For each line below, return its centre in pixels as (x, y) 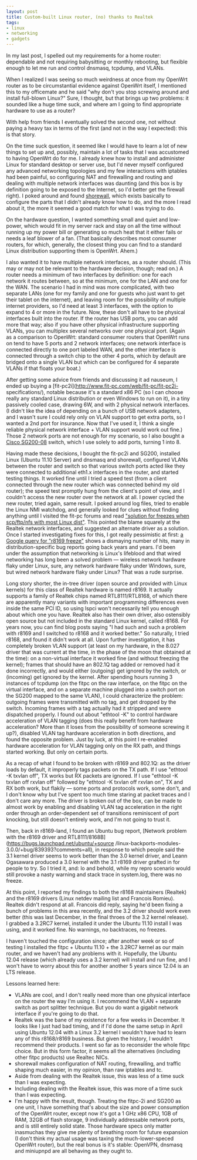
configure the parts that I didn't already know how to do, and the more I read (98, 202)
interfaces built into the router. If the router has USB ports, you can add (92, 318)
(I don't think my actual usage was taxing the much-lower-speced (94, 1138)
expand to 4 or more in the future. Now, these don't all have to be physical (96, 312)
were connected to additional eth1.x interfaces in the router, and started (92, 472)
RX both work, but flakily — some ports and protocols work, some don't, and (98, 788)
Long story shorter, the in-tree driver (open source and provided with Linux (97, 583)
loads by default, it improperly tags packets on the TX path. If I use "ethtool (97, 769)
